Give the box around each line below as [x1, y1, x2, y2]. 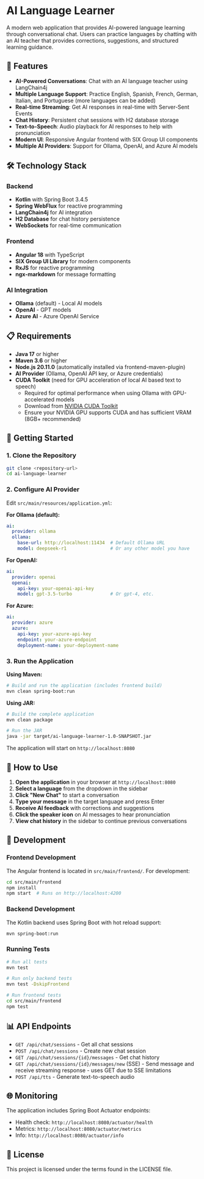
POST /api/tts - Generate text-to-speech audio [15, 1073, 135, 1080]
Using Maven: [6, 670, 43, 678]
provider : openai [12, 574, 56, 580]
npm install [6, 885, 37, 891]
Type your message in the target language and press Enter [15, 798, 165, 805]
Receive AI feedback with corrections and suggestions [15, 804, 155, 811]
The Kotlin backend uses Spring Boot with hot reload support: [6, 919, 162, 926]
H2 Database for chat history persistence [15, 215, 120, 223]
